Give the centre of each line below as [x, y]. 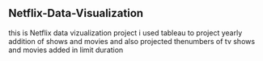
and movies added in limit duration [66, 50]
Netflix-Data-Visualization [76, 13]
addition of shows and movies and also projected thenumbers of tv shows [132, 41]
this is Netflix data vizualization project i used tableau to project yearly [125, 33]
